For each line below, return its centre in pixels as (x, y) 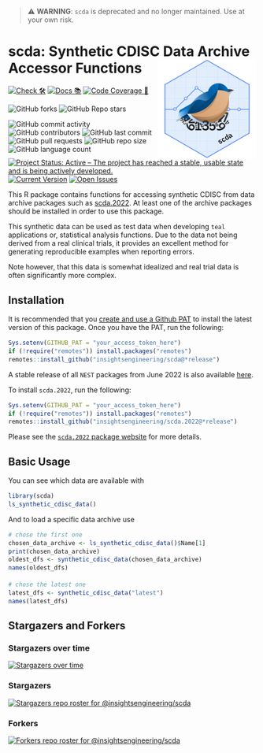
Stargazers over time (49, 648)
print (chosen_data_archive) (54, 551)
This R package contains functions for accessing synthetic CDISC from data (131, 195)
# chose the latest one (47, 585)
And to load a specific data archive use (72, 519)
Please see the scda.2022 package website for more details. (105, 437)
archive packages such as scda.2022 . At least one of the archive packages (130, 203)
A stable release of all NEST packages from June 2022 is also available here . (131, 374)
